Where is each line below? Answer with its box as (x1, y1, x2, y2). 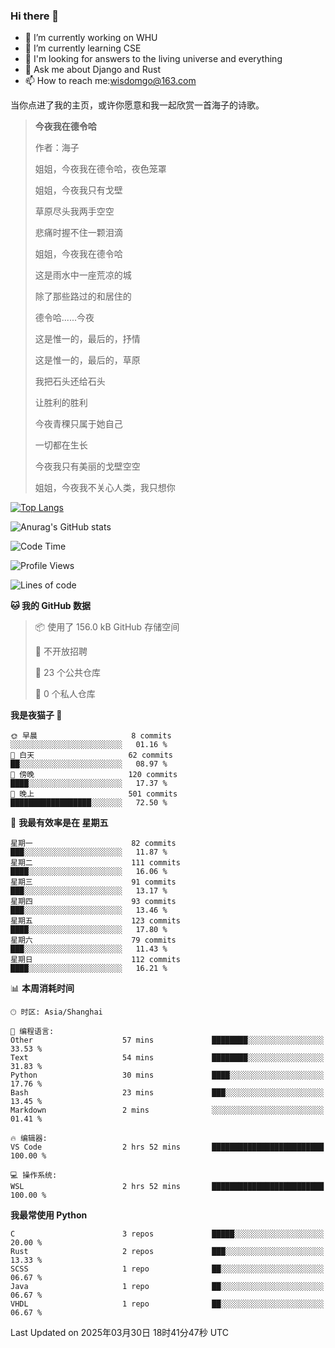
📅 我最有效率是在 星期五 (10, 817, 109, 829)
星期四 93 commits (10, 897, 177, 907)
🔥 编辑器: (10, 1134, 48, 1144)
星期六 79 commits (10, 935, 177, 946)
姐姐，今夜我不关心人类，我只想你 (34, 482, 176, 494)
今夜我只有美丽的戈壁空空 (34, 460, 141, 473)
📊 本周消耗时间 (10, 982, 75, 994)
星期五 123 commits (10, 916, 181, 926)
